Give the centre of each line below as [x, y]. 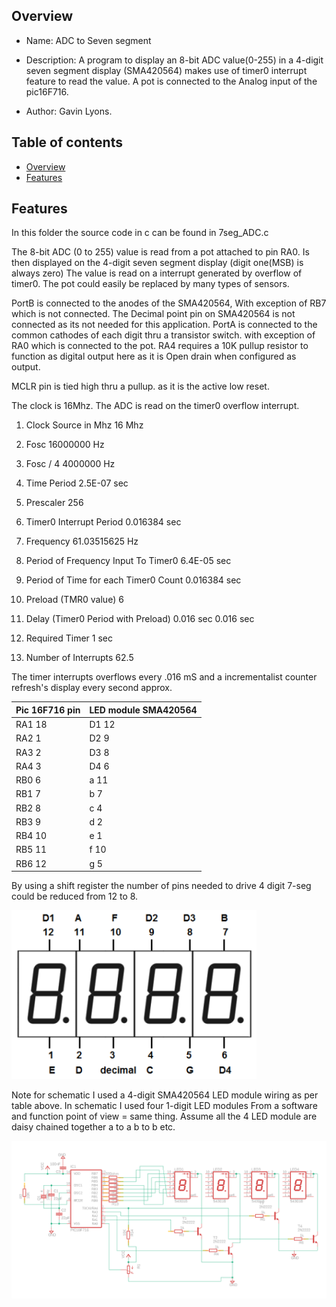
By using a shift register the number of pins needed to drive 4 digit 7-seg [161, 886]
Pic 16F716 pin [48, 710]
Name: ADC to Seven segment [88, 40]
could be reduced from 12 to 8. [75, 896]
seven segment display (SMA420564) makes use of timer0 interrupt [166, 70]
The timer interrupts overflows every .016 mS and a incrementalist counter [164, 677]
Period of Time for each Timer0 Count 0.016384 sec [133, 580]
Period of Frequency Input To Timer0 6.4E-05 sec [128, 561]
